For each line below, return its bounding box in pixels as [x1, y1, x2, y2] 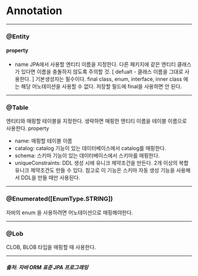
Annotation [6, 4, 63, 18]
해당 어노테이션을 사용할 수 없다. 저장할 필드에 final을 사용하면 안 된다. [21, 83, 182, 90]
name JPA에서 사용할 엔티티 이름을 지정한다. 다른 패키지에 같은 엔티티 [14, 61, 176, 68]
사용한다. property [6, 125, 49, 132]
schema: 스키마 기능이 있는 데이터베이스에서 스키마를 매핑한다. [14, 152, 160, 159]
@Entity [6, 32, 30, 41]
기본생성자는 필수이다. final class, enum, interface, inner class [35, 75, 183, 83]
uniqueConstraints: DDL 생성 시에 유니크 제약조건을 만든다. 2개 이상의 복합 [14, 159, 189, 167]
